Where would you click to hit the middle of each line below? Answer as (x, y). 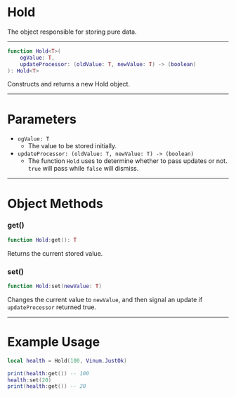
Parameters (42, 119)
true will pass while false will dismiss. (83, 169)
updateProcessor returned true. (52, 307)
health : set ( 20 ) (29, 380)
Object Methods (55, 203)
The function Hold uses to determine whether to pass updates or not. (127, 161)
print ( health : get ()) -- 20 (47, 386)
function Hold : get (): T (42, 240)
